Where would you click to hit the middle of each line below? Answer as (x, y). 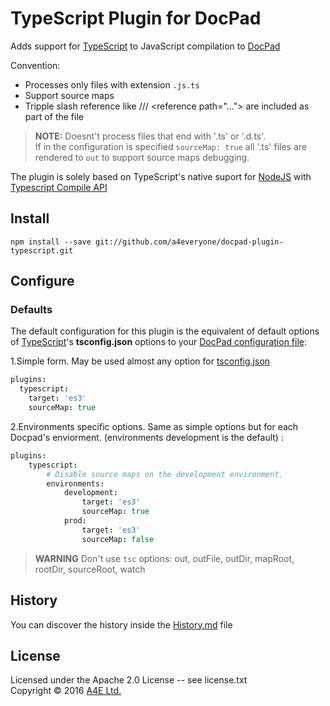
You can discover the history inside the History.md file (121, 624)
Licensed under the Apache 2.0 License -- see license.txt (129, 680)
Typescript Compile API (59, 187)
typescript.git (42, 250)
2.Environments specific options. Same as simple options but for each (154, 426)
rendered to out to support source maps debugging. (142, 157)
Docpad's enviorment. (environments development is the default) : (147, 437)
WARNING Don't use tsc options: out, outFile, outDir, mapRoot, (164, 558)
